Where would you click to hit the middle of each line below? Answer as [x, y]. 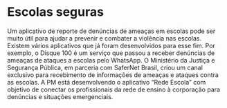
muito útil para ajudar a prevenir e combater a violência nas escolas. [105, 38]
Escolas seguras [55, 12]
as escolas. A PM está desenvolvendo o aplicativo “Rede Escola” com [107, 82]
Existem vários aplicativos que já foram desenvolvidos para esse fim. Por [111, 45]
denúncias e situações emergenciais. [60, 96]
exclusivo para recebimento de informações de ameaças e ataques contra [113, 75]
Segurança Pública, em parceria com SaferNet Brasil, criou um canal [105, 67]
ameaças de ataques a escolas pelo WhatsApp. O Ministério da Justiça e [111, 60]
